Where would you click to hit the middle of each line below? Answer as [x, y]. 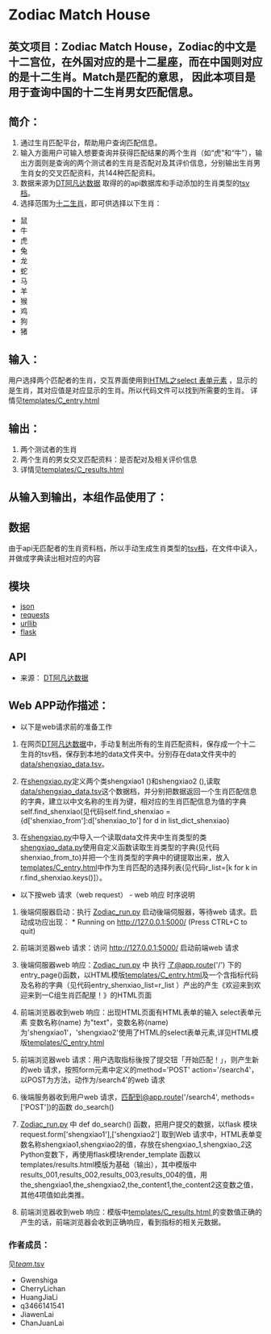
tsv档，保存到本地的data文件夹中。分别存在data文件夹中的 [139, 754]
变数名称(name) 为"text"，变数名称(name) [99, 1022]
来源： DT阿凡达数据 [54, 677]
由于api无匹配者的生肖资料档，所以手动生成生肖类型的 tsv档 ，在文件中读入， [135, 548]
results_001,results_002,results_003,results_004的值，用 [114, 1174]
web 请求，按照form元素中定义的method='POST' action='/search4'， [143, 1069]
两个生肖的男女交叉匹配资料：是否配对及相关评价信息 [108, 460]
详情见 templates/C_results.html [72, 470]
